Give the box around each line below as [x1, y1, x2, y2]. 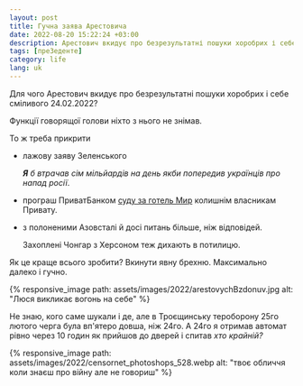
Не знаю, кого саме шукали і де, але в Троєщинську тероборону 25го [9, 310, 280, 321]
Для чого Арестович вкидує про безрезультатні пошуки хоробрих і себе [9, 87, 289, 99]
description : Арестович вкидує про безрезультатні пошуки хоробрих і [9, 38, 277, 48]
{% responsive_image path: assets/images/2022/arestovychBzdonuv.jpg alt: [9, 283, 294, 294]
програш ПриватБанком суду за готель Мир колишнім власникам [22, 195, 277, 206]
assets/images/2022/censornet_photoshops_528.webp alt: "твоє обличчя [9, 357, 286, 368]
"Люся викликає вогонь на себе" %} [9, 293, 151, 304]
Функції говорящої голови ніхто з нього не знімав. [9, 115, 203, 126]
